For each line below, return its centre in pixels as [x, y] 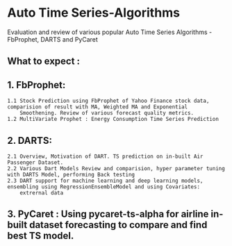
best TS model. [41, 236]
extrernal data [42, 192]
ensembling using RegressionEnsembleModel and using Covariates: [103, 187]
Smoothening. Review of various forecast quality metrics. [107, 113]
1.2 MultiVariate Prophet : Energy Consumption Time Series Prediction [113, 120]
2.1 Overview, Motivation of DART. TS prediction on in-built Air [105, 156]
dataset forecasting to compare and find [118, 225]
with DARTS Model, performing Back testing [71, 174]
